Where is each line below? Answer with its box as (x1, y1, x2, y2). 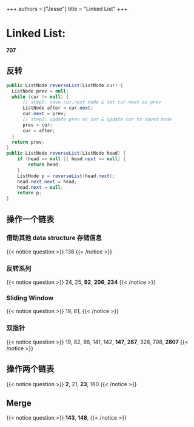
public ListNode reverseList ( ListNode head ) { (6, 150, 126, 157)
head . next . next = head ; (17, 178, 78, 185)
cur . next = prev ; (22, 111, 67, 117)
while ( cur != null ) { (12, 94, 69, 100)
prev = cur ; (22, 122, 53, 128)
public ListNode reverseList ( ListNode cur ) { (6, 82, 123, 88)
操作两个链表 (6, 364, 55, 374)
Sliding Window (6, 294, 54, 302)
